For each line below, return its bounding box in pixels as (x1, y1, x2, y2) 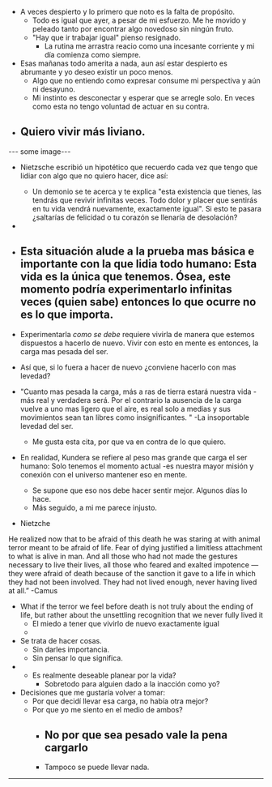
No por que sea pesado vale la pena (44, 729, 228, 742)
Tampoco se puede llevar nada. (44, 762, 150, 772)
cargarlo (44, 741, 89, 755)
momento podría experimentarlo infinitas (19, 283, 232, 297)
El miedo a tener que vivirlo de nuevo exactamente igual (32, 618, 220, 628)
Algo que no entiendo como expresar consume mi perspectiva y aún (32, 76, 261, 85)
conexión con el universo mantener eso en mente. (19, 469, 188, 479)
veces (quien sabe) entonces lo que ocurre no (19, 295, 257, 309)
